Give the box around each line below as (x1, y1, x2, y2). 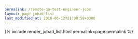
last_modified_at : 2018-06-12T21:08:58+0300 (4, 16, 96, 20)
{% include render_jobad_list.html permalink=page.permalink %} (4, 29, 134, 35)
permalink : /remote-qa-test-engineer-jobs (4, 7, 91, 12)
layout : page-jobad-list (4, 11, 55, 16)
